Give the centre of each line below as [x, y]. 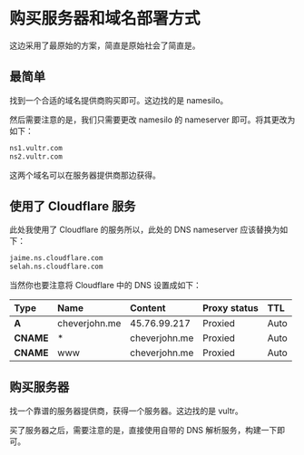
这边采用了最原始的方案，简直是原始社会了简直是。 [105, 45]
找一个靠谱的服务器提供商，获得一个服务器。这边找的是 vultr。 [126, 411]
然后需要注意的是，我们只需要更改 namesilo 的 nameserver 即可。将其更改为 [152, 120]
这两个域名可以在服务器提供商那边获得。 [85, 175]
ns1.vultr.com [36, 148]
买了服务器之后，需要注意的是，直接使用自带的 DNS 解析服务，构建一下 [143, 430]
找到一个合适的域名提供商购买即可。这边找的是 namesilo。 [119, 100]
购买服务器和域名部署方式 [105, 19]
